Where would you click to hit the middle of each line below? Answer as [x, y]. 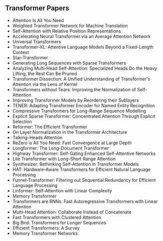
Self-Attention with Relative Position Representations [66, 31]
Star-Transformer [30, 58]
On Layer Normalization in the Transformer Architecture [70, 132]
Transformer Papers [37, 8]
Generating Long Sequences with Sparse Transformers [69, 63]
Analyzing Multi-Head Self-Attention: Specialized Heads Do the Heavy [85, 68]
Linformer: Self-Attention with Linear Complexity [62, 190]
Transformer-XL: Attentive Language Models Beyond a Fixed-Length [83, 47]
